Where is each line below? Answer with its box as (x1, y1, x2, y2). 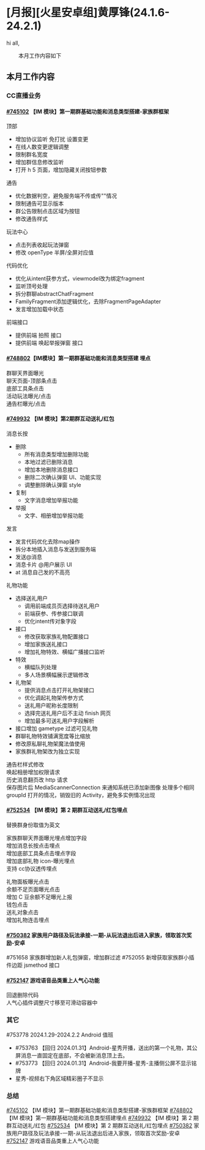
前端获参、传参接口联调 (24, 610, 84, 617)
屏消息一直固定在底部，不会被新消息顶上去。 (15, 1051, 129, 1059)
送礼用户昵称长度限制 (24, 702, 78, 709)
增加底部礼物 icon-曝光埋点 (6, 857, 75, 864)
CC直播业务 (6, 91, 41, 100)
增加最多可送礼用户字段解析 (24, 717, 95, 724)
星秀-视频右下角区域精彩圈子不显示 (15, 1075, 104, 1082)
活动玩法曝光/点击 (6, 392, 52, 399)
